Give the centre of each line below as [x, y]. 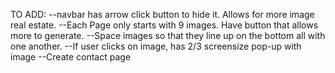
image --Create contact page [71, 57]
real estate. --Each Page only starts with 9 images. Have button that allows [164, 25]
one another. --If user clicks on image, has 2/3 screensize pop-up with [156, 46]
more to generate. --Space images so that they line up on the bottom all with [168, 35]
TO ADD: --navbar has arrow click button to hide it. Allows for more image [162, 14]
